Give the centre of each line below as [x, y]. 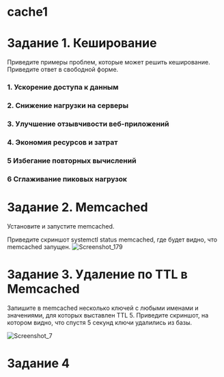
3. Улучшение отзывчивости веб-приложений [88, 124]
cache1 [27, 12]
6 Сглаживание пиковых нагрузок [67, 179]
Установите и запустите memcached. [61, 226]
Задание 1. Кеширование [82, 43]
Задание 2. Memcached [78, 207]
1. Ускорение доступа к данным [63, 88]
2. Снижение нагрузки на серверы [68, 105]
